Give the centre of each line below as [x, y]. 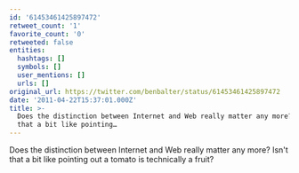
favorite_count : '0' [48, 34]
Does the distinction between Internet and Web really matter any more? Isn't [149, 150]
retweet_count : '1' [45, 26]
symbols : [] [40, 67]
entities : [28, 51]
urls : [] [33, 83]
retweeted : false [41, 42]
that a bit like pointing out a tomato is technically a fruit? [112, 159]
